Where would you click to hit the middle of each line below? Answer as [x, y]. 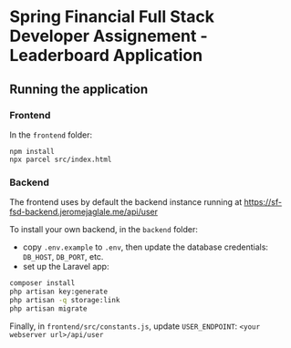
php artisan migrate [49, 308]
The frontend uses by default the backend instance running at [126, 202]
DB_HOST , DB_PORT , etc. [63, 257]
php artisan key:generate [58, 292]
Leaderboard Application [106, 56]
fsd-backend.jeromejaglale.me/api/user [83, 212]
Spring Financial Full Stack [112, 17]
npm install [32, 151]
